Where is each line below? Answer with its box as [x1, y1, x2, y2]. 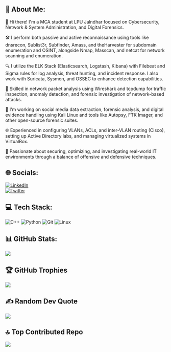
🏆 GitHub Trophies [5, 266, 68, 274]
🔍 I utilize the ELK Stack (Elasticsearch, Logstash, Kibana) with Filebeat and [5, 62, 165, 69]
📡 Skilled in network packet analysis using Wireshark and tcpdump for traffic [5, 85, 166, 92]
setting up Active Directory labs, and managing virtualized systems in [5, 133, 151, 139]
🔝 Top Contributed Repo [5, 328, 83, 337]
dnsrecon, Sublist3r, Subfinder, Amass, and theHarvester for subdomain [5, 41, 157, 48]
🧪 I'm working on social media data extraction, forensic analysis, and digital [5, 106, 164, 113]
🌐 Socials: [5, 168, 39, 177]
